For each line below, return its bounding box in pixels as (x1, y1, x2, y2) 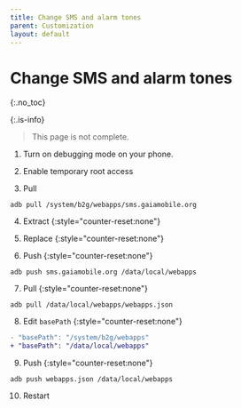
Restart (22, 390, 50, 401)
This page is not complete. (31, 132, 129, 142)
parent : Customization (10, 21, 94, 30)
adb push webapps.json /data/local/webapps (10, 375, 174, 384)
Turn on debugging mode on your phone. (22, 148, 174, 160)
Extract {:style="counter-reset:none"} (22, 216, 161, 227)
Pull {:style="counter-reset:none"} (22, 284, 149, 294)
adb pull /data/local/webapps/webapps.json (10, 300, 174, 309)
